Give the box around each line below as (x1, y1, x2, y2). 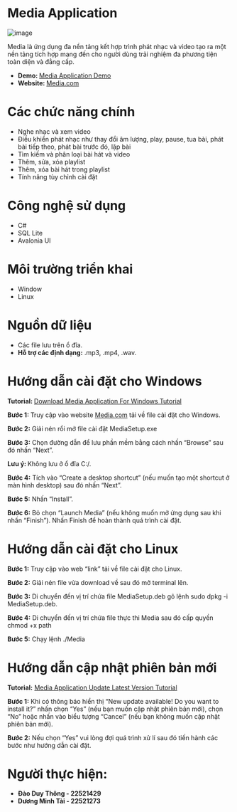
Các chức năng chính (7, 104, 136, 120)
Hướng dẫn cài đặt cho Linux (7, 541, 179, 557)
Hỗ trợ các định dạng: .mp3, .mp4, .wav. (17, 348, 137, 357)
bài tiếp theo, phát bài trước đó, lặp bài (17, 142, 131, 151)
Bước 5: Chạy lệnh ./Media (7, 635, 85, 643)
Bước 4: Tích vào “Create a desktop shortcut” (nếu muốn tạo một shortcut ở (7, 473, 230, 482)
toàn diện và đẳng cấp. (7, 57, 75, 65)
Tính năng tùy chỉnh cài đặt (17, 172, 98, 181)
